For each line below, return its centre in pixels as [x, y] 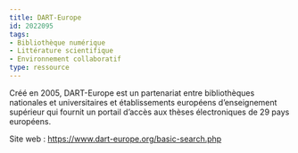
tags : [19, 34]
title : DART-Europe [46, 17]
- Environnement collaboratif [66, 59]
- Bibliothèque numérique [57, 42]
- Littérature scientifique [62, 51]
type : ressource [39, 68]
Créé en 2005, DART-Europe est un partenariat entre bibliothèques [132, 93]
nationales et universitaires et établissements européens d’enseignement [143, 102]
